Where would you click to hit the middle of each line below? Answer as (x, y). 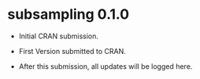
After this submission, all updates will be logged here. (106, 66)
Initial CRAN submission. (59, 36)
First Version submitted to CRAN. (72, 51)
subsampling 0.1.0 (69, 14)
